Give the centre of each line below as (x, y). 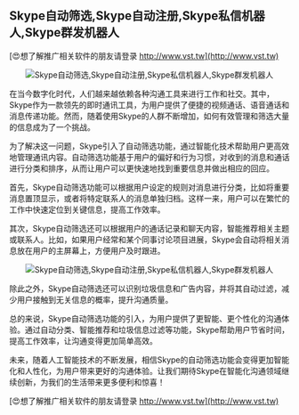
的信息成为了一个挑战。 (52, 126)
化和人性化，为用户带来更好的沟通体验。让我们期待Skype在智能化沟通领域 (145, 370)
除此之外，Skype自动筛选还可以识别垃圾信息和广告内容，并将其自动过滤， (145, 289)
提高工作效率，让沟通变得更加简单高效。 (83, 340)
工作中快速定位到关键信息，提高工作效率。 (87, 209)
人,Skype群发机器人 (65, 33)
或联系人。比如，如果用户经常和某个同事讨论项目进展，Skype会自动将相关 (145, 240)
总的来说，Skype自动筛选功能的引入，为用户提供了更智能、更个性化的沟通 (145, 318)
